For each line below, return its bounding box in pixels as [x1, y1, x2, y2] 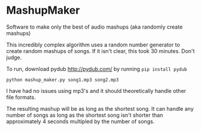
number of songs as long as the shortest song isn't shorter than [6, 111, 163, 118]
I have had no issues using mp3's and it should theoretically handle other [6, 87, 187, 94]
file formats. [6, 93, 36, 101]
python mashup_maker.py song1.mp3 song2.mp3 [6, 77, 119, 83]
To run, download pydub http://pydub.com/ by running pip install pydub [6, 65, 187, 72]
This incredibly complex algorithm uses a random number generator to [6, 41, 181, 48]
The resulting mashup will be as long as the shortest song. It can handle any [6, 105, 194, 112]
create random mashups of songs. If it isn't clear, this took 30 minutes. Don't [6, 47, 195, 54]
